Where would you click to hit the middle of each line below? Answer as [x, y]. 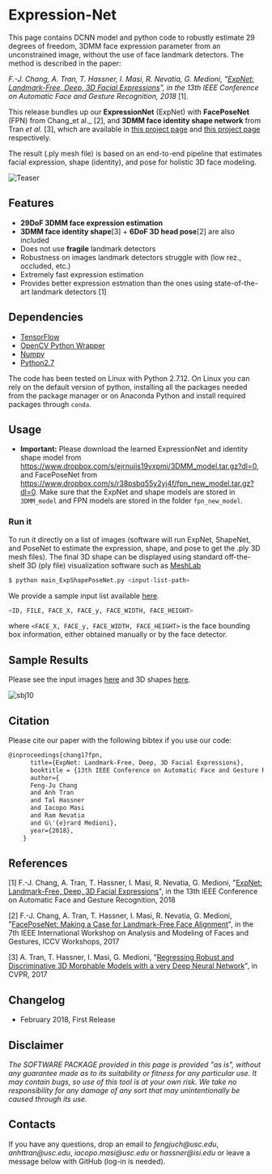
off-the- [238, 556]
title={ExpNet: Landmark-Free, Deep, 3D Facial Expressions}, [137, 763]
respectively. [30, 137]
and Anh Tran [52, 793]
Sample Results [49, 660]
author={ [45, 778]
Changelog [37, 1000]
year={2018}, [52, 830]
